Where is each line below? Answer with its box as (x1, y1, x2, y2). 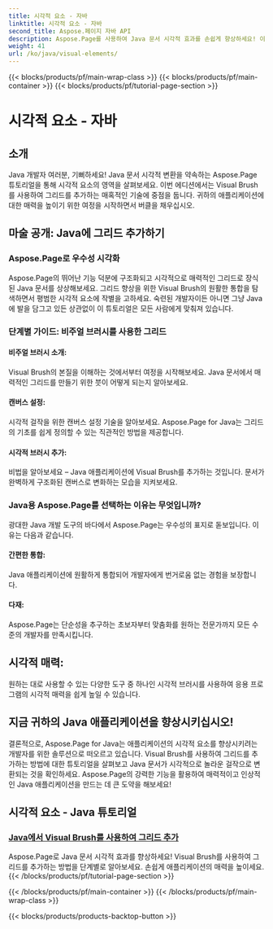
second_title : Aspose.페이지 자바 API (8, 27, 132, 35)
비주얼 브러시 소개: (8, 348, 67, 357)
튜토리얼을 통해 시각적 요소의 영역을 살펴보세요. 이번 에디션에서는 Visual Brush (8, 180, 258, 190)
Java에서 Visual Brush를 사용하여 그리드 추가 (8, 831, 179, 843)
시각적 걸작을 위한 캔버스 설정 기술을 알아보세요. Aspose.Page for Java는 (8, 417, 242, 427)
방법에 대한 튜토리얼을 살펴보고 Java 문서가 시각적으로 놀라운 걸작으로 (29, 759, 252, 769)
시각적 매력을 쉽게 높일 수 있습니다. (29, 689, 141, 699)
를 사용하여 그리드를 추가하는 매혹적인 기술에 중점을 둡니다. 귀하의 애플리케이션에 (8, 191, 265, 199)
